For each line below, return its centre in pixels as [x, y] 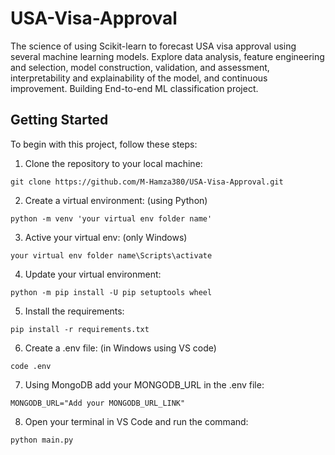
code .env [31, 366]
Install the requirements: [74, 311]
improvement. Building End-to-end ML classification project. [134, 88]
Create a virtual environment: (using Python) [116, 200]
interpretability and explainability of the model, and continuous [139, 78]
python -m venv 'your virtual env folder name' [111, 218]
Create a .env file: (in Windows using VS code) [120, 348]
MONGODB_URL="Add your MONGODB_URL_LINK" [98, 403]
